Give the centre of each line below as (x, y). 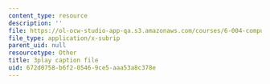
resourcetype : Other (43, 53)
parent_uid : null (37, 46)
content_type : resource (48, 16)
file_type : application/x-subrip (64, 38)
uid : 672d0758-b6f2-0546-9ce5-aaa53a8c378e (82, 68)
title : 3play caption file (53, 61)
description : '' (35, 23)
